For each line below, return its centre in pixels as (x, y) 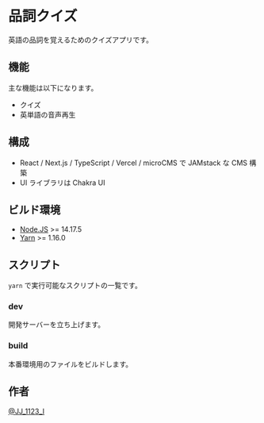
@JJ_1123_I (27, 411)
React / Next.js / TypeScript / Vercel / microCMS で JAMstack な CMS (134, 163)
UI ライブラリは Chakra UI (62, 183)
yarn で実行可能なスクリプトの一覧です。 (75, 286)
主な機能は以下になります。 (53, 87)
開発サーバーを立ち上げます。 (57, 325)
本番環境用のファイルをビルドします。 (71, 364)
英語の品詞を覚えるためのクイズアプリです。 (80, 40)
